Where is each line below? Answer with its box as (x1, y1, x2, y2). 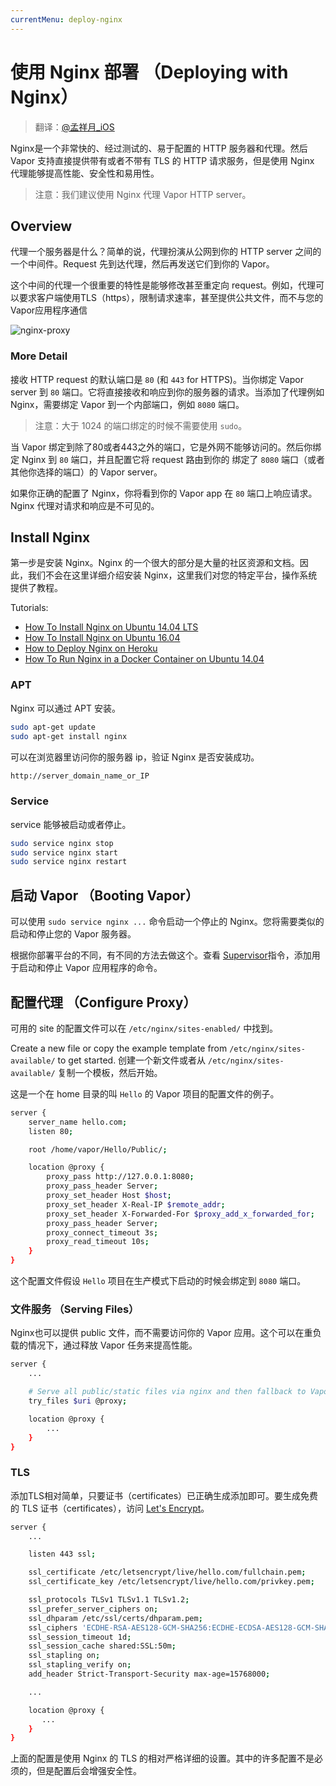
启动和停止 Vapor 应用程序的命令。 (18, 962, 163, 974)
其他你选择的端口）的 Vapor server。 (10, 466, 163, 478)
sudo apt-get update (10, 722, 97, 732)
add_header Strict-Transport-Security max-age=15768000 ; (28, 1669, 271, 1680)
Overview (10, 217, 73, 235)
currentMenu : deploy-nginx (10, 14, 123, 25)
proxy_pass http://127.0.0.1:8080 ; (46, 1172, 195, 1182)
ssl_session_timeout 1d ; (28, 1632, 132, 1642)
